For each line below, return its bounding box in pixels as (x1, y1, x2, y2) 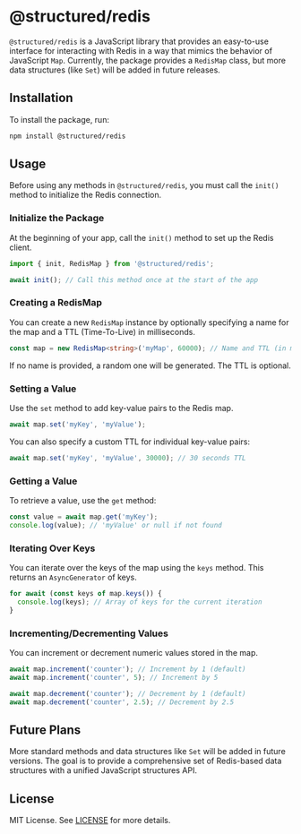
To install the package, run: (9, 114, 110, 125)
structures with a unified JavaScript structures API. (9, 765, 198, 776)
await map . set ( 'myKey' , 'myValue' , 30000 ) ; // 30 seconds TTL (9, 453, 246, 462)
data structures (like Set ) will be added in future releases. (9, 64, 221, 75)
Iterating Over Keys (9, 542, 96, 555)
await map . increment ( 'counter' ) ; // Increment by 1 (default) (9, 665, 246, 674)
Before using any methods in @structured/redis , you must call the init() (9, 180, 279, 191)
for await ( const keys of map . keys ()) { (9, 589, 163, 598)
